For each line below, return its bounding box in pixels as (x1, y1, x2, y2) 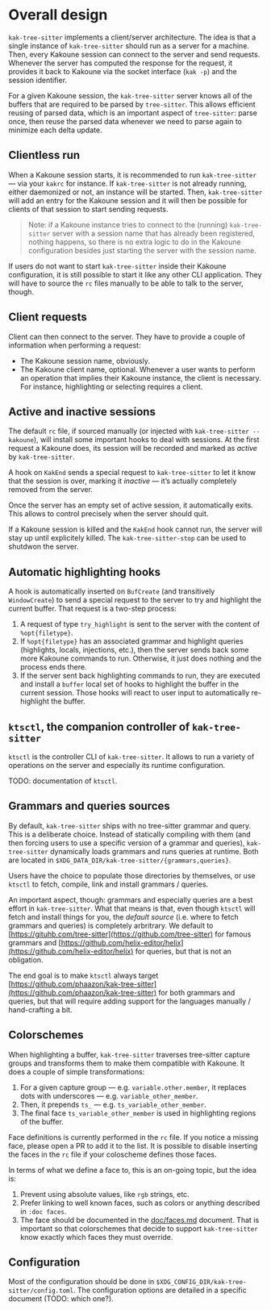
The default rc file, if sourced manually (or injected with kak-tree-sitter (8, 426, 250, 436)
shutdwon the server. (8, 542, 79, 552)
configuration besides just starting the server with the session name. (27, 245, 256, 255)
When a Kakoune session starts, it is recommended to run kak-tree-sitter (8, 169, 256, 179)
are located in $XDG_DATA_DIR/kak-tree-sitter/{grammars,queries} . (8, 855, 231, 865)
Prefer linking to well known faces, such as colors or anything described (19, 1198, 261, 1208)
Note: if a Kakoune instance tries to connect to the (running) (27, 219, 228, 229)
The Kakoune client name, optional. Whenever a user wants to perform (19, 365, 256, 374)
